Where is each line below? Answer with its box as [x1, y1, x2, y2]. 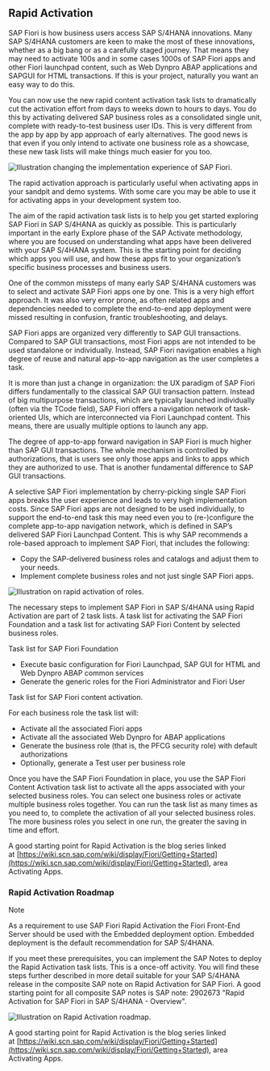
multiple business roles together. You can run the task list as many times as [8, 799, 258, 809]
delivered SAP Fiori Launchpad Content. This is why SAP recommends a [8, 529, 248, 539]
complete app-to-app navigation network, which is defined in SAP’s [8, 521, 233, 530]
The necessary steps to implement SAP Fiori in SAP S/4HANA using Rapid [8, 602, 255, 612]
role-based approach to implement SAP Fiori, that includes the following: [8, 538, 250, 548]
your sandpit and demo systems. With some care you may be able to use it [8, 186, 256, 196]
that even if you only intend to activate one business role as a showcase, [8, 137, 250, 148]
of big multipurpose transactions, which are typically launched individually [8, 395, 255, 405]
